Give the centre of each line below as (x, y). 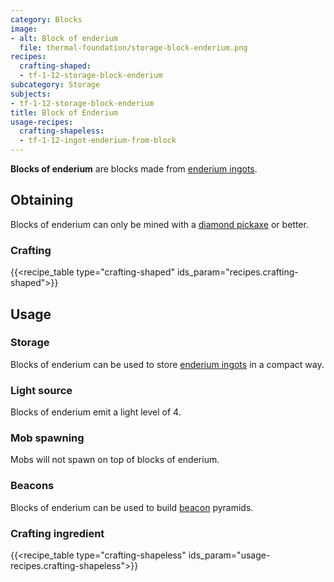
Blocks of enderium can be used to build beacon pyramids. (132, 507)
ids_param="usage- (229, 555)
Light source (41, 390)
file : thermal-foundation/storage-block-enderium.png (133, 47)
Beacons (32, 486)
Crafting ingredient (57, 533)
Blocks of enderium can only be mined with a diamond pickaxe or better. (159, 224)
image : (24, 29)
